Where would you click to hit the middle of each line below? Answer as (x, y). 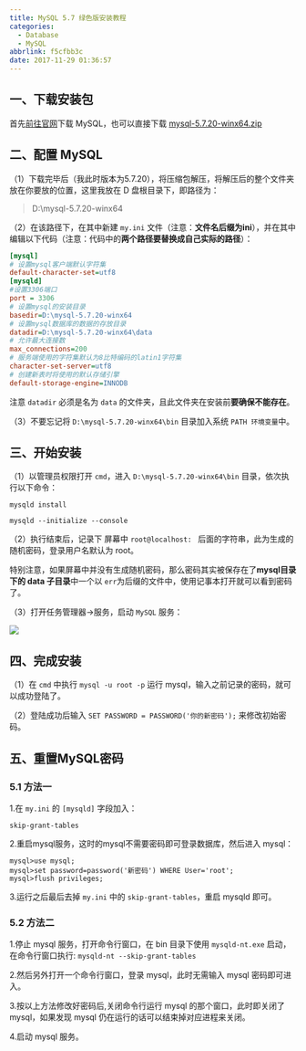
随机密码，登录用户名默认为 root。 (74, 551)
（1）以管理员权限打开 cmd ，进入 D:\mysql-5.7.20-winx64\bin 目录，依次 (146, 477)
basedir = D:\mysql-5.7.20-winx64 (71, 315)
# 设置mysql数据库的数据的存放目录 (68, 324)
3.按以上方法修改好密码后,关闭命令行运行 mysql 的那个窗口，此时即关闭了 (147, 1006)
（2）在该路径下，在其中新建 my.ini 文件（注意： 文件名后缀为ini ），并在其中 (153, 227)
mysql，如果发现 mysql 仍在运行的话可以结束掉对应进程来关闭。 (130, 1017)
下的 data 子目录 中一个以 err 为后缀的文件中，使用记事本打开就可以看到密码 (151, 582)
